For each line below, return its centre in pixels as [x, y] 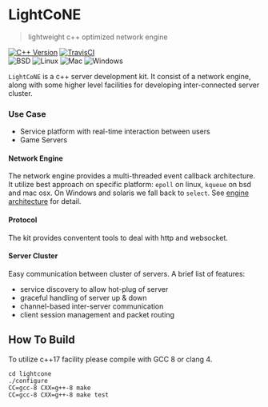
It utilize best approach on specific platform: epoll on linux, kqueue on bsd [130, 185]
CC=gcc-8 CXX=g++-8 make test [59, 395]
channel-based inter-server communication [92, 306]
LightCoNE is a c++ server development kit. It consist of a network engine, [130, 76]
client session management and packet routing [97, 314]
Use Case [27, 114]
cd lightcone [30, 373]
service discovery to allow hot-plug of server [94, 289]
